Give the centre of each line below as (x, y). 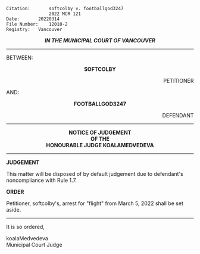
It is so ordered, (25, 227)
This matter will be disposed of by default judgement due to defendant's (95, 174)
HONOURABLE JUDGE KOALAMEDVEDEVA (100, 145)
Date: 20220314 (33, 19)
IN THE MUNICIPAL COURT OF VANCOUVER (100, 41)
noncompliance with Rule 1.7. (42, 180)
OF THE (100, 139)
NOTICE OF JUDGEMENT (100, 132)
